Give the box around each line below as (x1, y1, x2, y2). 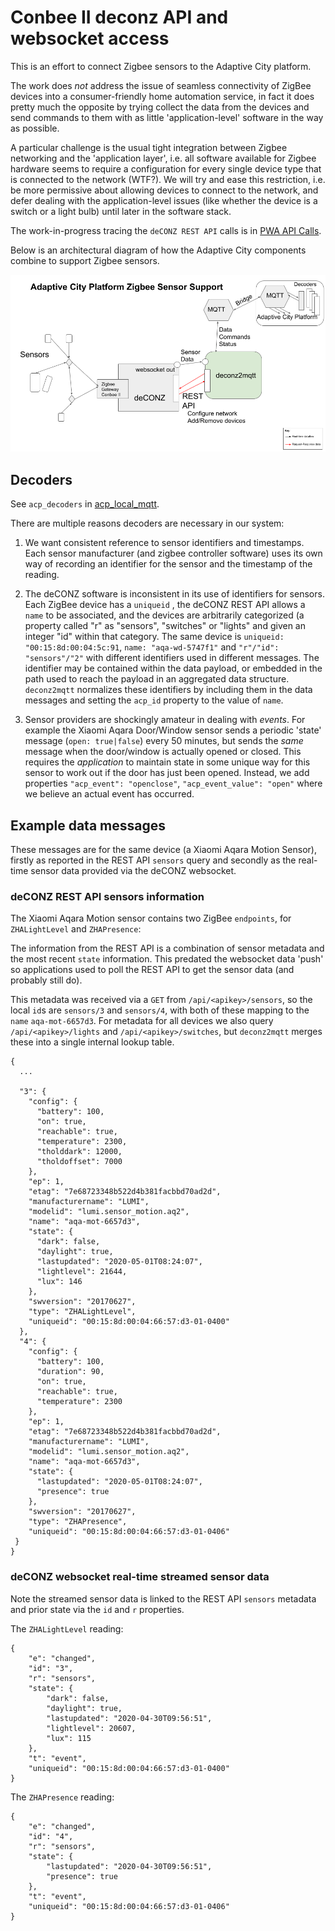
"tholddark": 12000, (36, 1147, 123, 1157)
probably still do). (10, 974, 83, 986)
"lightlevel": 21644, (36, 1267, 128, 1277)
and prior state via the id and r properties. (10, 1603, 185, 1615)
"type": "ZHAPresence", (28, 1517, 128, 1527)
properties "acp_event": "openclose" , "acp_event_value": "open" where (24, 777, 323, 790)
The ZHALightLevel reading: (10, 1622, 124, 1635)
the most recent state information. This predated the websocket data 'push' (10, 953, 324, 965)
